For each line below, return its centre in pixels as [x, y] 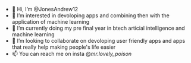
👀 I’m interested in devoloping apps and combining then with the [90, 15]
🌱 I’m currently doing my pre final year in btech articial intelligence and [98, 28]
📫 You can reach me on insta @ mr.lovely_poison [72, 54]
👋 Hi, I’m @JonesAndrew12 [45, 9]
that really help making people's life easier [64, 47]
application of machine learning [51, 22]
